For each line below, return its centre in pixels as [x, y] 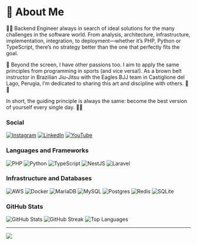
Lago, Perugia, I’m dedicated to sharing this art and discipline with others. [95, 83]
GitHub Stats [25, 206]
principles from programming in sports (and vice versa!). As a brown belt [94, 71]
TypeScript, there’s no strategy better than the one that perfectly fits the [93, 47]
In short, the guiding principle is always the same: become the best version [97, 101]
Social [15, 122]
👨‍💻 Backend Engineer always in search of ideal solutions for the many [90, 28]
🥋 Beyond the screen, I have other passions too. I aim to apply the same [93, 65]
